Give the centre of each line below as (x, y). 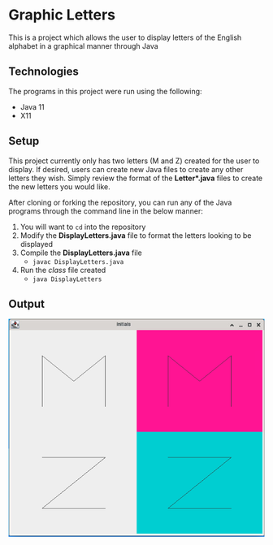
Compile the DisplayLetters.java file (81, 253)
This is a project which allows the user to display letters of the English (125, 37)
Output (26, 303)
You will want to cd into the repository (83, 227)
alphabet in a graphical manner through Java (83, 45)
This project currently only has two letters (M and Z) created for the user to (134, 161)
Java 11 (32, 106)
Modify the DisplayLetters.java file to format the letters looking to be (136, 235)
